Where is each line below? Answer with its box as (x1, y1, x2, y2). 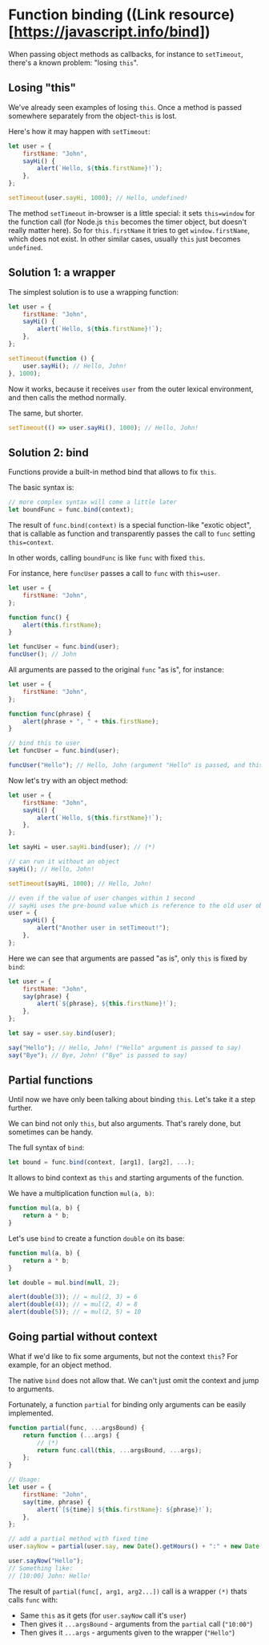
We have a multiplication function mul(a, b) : (8, 1189, 155, 1198)
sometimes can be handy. (8, 1127, 94, 1137)
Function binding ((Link (8, 6, 166, 24)
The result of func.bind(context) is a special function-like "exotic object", (8, 520, 252, 529)
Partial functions (8, 1074, 94, 1088)
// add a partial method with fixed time (8, 1535, 149, 1543)
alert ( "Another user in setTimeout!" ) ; (37, 924, 171, 933)
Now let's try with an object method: (8, 775, 128, 785)
